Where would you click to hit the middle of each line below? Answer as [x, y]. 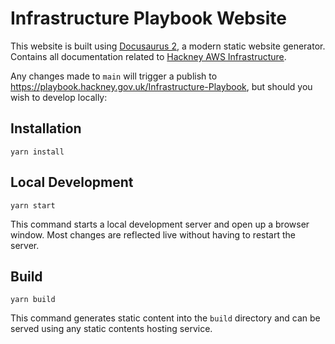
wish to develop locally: [59, 97]
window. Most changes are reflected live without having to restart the [153, 234]
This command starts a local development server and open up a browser [160, 224]
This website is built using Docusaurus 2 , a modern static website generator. [168, 46]
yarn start [33, 205]
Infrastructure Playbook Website [148, 18]
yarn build [33, 300]
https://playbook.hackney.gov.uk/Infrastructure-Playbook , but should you [161, 86]
